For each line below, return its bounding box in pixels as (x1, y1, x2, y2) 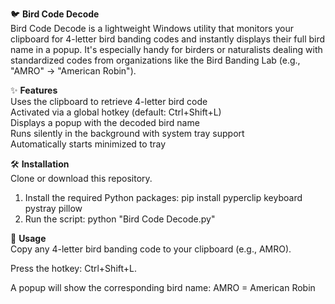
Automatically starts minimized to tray (10, 138, 167, 150)
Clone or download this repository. (10, 173, 153, 184)
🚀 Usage (10, 233, 47, 244)
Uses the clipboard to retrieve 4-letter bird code (10, 96, 208, 107)
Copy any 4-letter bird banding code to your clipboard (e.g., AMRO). (10, 243, 292, 255)
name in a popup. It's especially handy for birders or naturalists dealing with (10, 44, 323, 55)
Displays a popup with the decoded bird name (10, 117, 200, 128)
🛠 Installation (10, 158, 70, 170)
